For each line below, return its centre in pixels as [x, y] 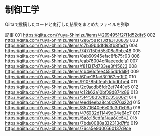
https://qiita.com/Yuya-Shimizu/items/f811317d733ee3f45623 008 [71, 66]
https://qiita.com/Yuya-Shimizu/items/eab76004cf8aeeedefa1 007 [71, 61]
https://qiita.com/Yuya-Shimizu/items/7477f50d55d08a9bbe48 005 [73, 50]
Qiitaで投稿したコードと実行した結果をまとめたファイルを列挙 [67, 24]
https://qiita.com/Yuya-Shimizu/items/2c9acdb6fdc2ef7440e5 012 [72, 87]
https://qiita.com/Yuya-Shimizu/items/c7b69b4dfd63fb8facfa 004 [71, 45]
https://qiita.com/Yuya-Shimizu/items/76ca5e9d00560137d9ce [68, 128]
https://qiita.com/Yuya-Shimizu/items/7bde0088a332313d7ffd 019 [71, 123]
